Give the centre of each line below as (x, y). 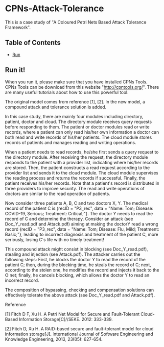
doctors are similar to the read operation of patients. (58, 194)
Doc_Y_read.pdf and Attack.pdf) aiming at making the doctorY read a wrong (82, 224)
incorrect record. (22, 280)
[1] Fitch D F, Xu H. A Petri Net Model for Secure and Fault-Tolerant (72, 314)
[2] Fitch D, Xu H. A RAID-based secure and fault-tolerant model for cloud (79, 328)
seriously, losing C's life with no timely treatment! (55, 239)
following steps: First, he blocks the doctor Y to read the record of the (75, 259)
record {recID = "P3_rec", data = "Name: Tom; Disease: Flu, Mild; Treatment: (82, 229)
